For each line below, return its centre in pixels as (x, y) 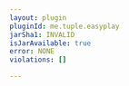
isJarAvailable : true (50, 43)
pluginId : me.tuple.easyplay (64, 26)
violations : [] (38, 60)
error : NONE (32, 52)
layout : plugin (38, 18)
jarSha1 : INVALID (42, 34)
